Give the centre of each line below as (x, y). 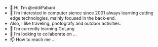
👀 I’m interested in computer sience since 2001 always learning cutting (82, 13)
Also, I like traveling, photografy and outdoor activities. (65, 23)
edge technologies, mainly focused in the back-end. (63, 18)
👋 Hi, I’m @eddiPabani (32, 8)
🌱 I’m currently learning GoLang (42, 29)
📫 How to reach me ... (33, 39)
